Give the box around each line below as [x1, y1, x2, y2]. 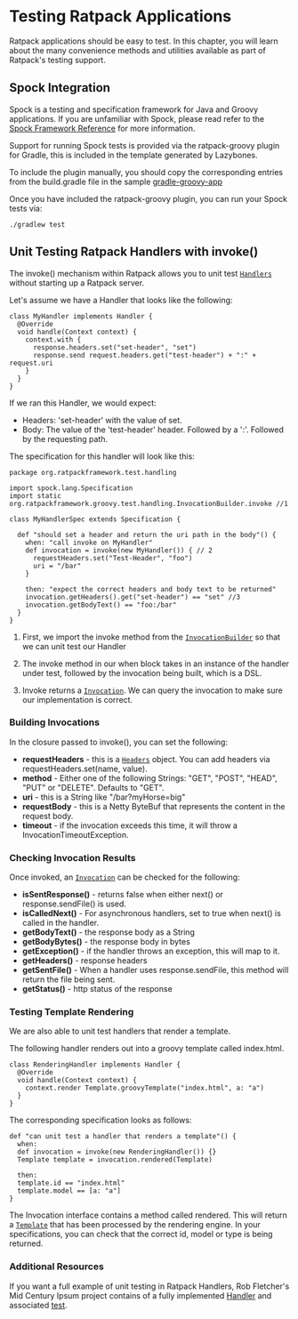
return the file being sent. [21, 974, 116, 985]
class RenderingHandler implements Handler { [9, 1060, 181, 1069]
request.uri [9, 358, 53, 367]
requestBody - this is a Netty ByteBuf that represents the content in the [21, 800, 286, 811]
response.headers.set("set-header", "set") [32, 342, 197, 352]
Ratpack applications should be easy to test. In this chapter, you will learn [9, 36, 278, 46]
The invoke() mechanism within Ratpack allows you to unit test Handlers [9, 268, 273, 278]
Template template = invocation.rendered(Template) [17, 1155, 213, 1164]
